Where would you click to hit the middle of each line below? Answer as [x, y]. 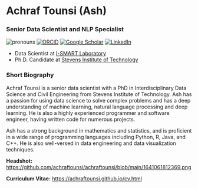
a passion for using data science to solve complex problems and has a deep [98, 100]
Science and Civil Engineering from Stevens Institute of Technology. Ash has [99, 94]
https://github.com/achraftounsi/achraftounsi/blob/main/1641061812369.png [99, 167]
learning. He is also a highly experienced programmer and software [88, 113]
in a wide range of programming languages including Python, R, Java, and [96, 137]
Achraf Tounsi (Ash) [57, 11]
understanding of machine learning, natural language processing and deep [97, 107]
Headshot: [19, 161]
